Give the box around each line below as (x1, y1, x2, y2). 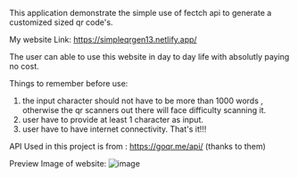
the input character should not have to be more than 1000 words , (21, 95, 263, 106)
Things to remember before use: (9, 78, 128, 88)
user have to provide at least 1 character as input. (21, 115, 203, 125)
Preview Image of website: (9, 158, 107, 168)
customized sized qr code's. (9, 17, 113, 28)
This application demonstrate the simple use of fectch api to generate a (9, 8, 272, 18)
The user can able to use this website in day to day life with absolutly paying (9, 52, 290, 61)
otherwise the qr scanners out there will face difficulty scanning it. (21, 105, 267, 115)
